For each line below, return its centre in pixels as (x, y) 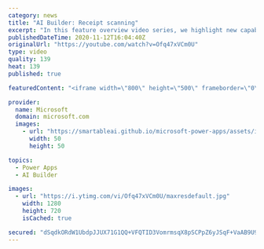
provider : (24, 102)
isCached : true (47, 218)
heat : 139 (24, 67)
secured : (22, 233)
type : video (27, 52)
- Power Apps (37, 167)
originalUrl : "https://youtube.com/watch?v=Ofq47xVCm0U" (103, 45)
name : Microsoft (42, 110)
